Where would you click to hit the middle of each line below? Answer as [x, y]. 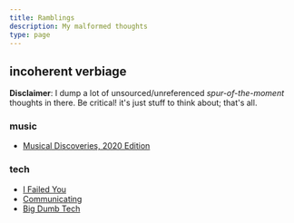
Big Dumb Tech [51, 208]
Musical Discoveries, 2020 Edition [86, 146]
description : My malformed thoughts [78, 26]
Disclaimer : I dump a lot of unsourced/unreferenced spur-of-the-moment [147, 93]
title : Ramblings [42, 18]
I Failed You [44, 189]
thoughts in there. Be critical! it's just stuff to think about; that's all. [133, 103]
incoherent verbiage [68, 71]
